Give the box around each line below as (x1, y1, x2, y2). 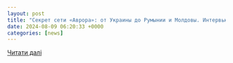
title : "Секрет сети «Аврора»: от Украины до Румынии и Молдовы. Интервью (7, 17, 228, 24)
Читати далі (7, 48, 42, 57)
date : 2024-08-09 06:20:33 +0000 (7, 23, 104, 30)
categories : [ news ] (7, 29, 64, 37)
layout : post (7, 10, 45, 17)
